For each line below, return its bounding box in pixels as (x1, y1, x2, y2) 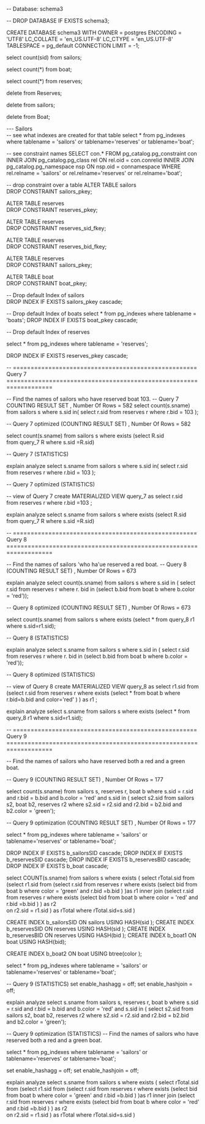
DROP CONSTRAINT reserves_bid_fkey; (6, 243, 107, 250)
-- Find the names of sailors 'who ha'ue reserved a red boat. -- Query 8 (6, 560, 187, 568)
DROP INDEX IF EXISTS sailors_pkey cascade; (6, 298, 123, 305)
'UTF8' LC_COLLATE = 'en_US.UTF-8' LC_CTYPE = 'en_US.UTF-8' (6, 36, 173, 42)
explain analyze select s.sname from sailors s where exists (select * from (6, 707, 190, 715)
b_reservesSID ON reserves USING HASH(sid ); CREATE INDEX (6, 925, 166, 932)
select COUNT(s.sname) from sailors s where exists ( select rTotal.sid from (6, 874, 195, 881)
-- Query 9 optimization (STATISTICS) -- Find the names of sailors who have (6, 1030, 199, 1037)
